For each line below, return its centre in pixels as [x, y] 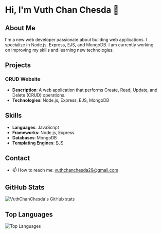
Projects [18, 65]
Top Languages [29, 214]
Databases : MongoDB [35, 137]
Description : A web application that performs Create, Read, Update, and [85, 90]
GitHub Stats [25, 187]
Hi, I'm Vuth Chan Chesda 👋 [62, 10]
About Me [20, 28]
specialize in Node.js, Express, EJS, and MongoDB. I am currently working [79, 45]
